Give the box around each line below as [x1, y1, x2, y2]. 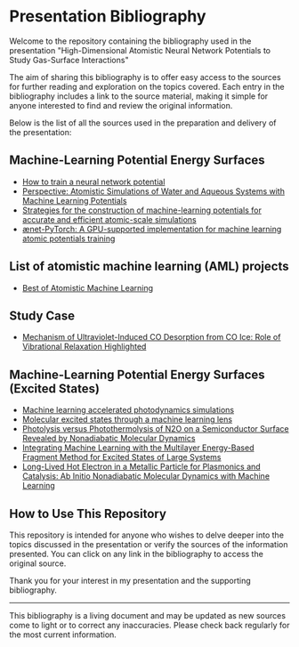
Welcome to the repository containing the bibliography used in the [9, 36, 252, 46]
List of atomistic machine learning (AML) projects [9, 259, 289, 274]
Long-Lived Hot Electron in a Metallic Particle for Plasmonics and [21, 461, 261, 473]
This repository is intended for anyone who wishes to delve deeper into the [9, 530, 285, 540]
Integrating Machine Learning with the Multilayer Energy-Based [21, 442, 255, 453]
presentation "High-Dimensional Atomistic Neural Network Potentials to [9, 44, 271, 55]
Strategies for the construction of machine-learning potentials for [21, 205, 263, 215]
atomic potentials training [21, 233, 116, 244]
